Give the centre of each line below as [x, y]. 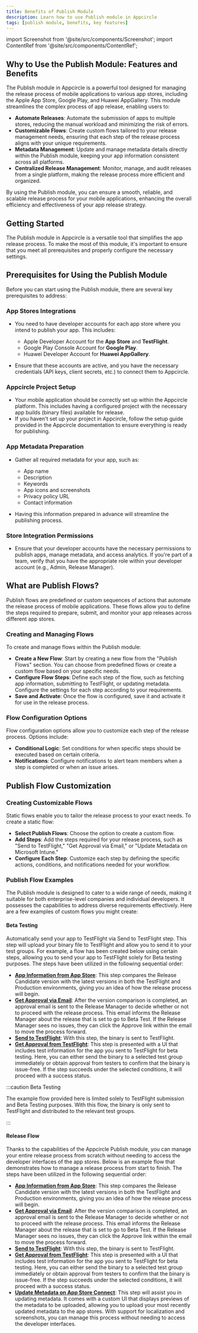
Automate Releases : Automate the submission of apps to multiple [95, 118]
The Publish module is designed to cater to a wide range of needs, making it [99, 893]
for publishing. [32, 432]
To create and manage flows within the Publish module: [74, 647]
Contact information [48, 502]
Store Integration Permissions [50, 536]
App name [36, 471]
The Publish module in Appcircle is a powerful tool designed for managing [96, 88]
